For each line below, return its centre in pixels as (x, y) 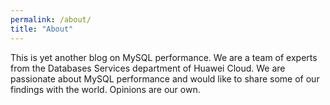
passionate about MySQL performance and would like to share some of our (165, 78)
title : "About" (42, 29)
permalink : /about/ (51, 19)
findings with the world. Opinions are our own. (105, 89)
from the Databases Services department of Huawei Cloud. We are (148, 68)
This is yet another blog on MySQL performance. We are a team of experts (164, 57)
